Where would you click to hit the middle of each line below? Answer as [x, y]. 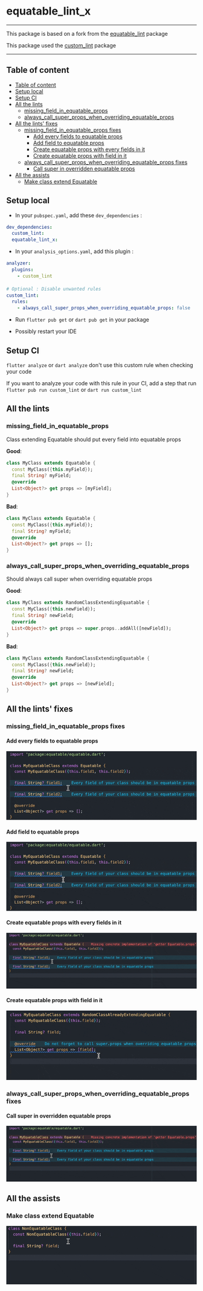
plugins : [23, 270]
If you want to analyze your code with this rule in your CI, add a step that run [101, 383]
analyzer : [19, 263]
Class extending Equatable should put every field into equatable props [94, 439]
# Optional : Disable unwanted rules [54, 289]
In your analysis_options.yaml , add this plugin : [74, 251]
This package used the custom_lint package [61, 45]
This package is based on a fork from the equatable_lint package [87, 33]
